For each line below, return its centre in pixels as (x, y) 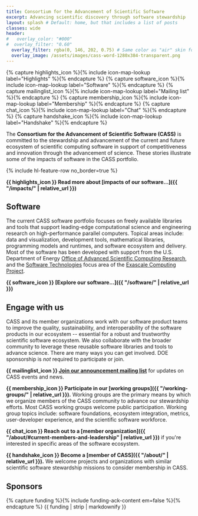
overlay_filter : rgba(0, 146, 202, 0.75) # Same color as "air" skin (98, 50)
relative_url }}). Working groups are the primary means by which (112, 395)
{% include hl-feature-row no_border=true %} (62, 170)
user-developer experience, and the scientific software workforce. (87, 420)
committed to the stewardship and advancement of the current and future (95, 140)
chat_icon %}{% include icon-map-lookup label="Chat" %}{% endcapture (96, 110)
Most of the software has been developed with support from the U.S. (90, 252)
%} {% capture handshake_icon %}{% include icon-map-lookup (84, 116)
